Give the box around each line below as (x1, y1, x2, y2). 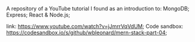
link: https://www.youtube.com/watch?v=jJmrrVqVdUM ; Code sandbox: (6, 23, 184, 30)
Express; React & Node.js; (6, 11, 70, 18)
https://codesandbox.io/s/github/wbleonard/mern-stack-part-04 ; (6, 29, 167, 36)
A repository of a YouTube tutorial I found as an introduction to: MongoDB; (6, 5, 190, 12)
